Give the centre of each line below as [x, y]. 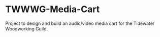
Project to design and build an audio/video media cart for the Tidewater [80, 23]
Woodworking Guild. [27, 28]
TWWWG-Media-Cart [53, 9]
